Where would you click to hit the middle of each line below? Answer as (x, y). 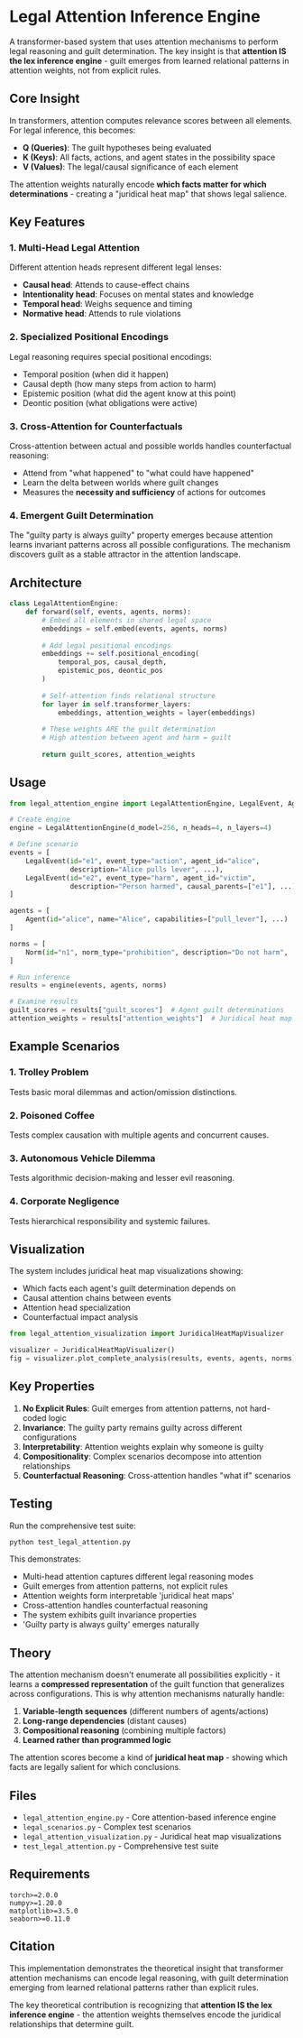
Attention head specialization (76, 1308)
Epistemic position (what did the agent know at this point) (129, 393)
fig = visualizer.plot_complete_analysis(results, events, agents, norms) (153, 1359)
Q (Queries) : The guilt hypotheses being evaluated (117, 147)
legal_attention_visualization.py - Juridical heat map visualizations (152, 1837)
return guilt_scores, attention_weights (119, 754)
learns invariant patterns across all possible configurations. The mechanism (150, 545)
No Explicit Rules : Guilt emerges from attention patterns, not (135, 1408)
